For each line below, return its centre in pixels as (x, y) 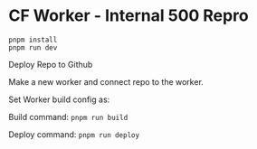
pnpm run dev (33, 47)
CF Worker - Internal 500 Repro (129, 16)
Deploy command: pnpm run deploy (74, 134)
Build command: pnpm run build (68, 116)
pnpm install (33, 40)
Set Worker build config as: (59, 99)
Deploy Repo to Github (51, 64)
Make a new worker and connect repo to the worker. (106, 81)
